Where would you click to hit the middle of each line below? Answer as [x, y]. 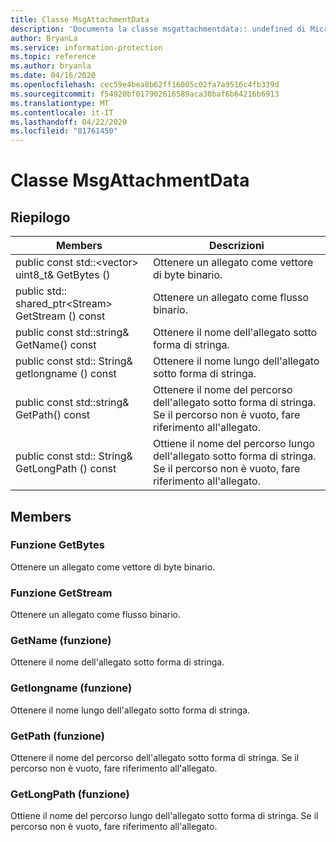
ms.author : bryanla [51, 66]
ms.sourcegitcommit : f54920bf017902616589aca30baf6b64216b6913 [145, 94]
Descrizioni [236, 246]
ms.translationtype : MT [60, 103]
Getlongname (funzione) [71, 688]
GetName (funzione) [61, 641]
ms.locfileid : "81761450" [64, 131]
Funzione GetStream [61, 593]
